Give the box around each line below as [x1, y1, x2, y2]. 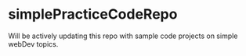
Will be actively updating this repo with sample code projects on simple [8, 31, 238, 40]
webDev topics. [8, 39, 59, 48]
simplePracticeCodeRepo [8, 5, 178, 23]
